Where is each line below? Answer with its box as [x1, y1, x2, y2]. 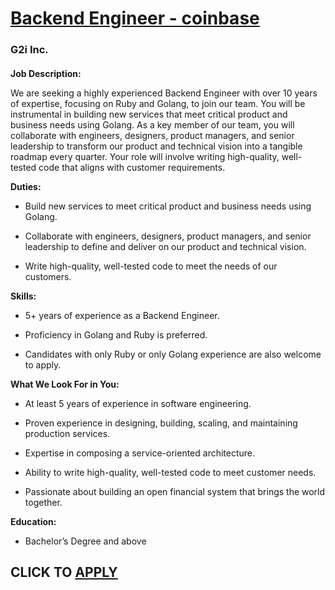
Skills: [10, 290, 37, 302]
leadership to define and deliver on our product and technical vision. [24, 240, 307, 252]
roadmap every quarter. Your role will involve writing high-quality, [10, 150, 280, 162]
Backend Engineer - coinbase [10, 7, 260, 30]
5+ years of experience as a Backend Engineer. [24, 309, 220, 321]
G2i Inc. [10, 43, 49, 57]
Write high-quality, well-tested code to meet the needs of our [24, 260, 278, 272]
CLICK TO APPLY [10, 564, 118, 581]
